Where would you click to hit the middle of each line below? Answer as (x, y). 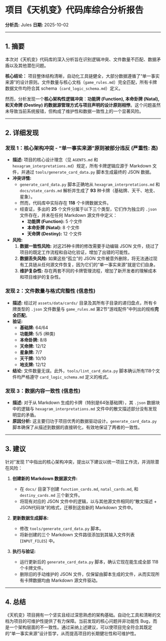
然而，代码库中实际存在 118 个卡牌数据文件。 (65, 203)
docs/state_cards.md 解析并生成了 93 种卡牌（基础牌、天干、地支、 (89, 191)
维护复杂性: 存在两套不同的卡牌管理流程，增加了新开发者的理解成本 (88, 271)
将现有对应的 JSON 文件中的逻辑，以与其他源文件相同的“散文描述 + (88, 501)
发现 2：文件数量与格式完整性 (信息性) (50, 291)
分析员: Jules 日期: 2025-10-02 (37, 25)
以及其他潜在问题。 (29, 65)
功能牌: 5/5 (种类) (38, 333)
